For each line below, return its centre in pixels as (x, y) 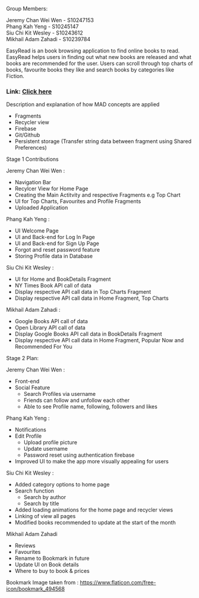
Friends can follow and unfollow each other (77, 400)
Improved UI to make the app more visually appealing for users (92, 461)
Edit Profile (28, 436)
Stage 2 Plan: (23, 358)
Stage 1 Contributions (32, 159)
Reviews (25, 546)
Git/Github (27, 135)
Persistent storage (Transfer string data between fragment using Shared (103, 141)
